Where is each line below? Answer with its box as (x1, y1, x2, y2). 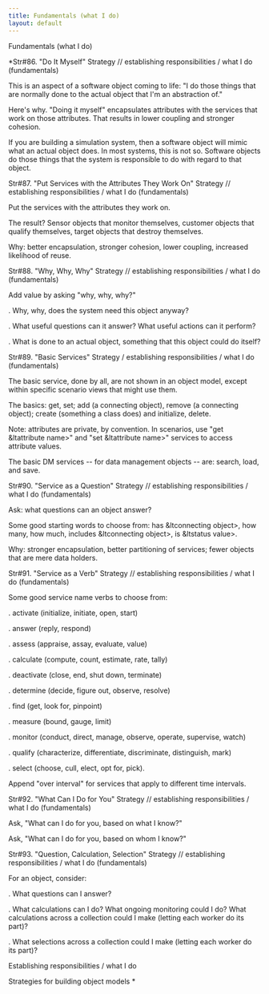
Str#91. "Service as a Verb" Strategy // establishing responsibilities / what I (8, 568, 255, 577)
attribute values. (8, 441, 62, 451)
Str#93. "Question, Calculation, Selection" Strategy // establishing (8, 849, 226, 859)
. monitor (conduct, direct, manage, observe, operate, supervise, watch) (8, 732, 247, 742)
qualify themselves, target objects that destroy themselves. (8, 226, 204, 236)
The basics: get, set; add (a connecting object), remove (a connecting (8, 400, 239, 409)
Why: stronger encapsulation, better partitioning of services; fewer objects (8, 544, 255, 553)
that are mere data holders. (8, 553, 98, 562)
